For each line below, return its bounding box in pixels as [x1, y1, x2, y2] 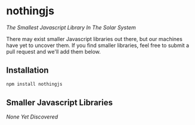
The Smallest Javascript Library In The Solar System [6, 24, 136, 31]
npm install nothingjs [6, 81, 63, 87]
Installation [6, 65, 49, 76]
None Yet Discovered [6, 113, 58, 120]
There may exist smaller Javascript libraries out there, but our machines [6, 35, 183, 42]
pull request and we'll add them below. [6, 48, 101, 55]
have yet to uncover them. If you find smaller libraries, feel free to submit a [6, 42, 190, 49]
